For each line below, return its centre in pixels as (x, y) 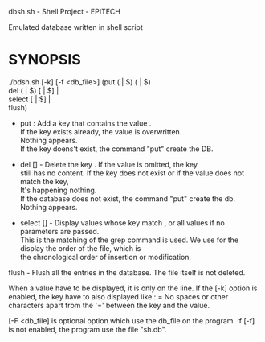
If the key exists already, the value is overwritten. (101, 131)
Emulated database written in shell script (75, 27)
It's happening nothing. (58, 190)
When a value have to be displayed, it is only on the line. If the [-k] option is (133, 288)
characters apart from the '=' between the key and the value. (109, 305)
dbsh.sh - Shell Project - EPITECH (64, 12)
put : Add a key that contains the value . (86, 123)
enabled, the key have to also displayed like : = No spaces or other (118, 296)
